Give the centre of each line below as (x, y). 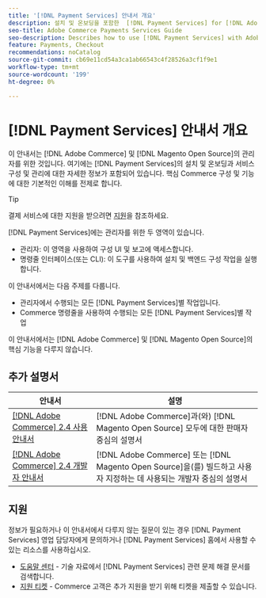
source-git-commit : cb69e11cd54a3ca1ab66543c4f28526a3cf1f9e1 (113, 60)
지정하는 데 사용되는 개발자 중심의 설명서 (177, 478)
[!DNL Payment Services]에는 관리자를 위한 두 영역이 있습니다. (106, 232)
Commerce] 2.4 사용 (50, 427)
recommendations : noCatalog (55, 52)
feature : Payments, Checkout (56, 45)
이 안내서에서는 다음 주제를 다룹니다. (64, 286)
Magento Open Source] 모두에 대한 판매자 (172, 429)
